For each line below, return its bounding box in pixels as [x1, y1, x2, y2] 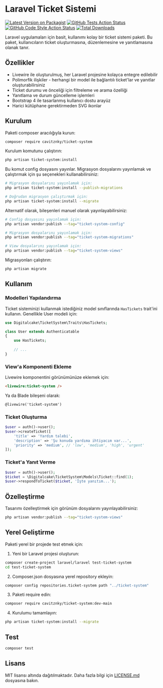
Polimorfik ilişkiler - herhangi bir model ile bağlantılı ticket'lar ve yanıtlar [12, 77, 156, 82]
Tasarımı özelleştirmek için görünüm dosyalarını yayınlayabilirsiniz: [5, 506, 139, 511]
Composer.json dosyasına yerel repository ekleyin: [12, 573, 113, 579]
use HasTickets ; [14, 338, 47, 343]
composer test [5, 646, 34, 650]
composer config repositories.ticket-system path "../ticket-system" [5, 583, 149, 588]
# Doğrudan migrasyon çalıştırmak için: [5, 194, 89, 199]
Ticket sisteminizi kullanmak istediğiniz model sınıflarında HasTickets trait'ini [5, 306, 158, 312]
